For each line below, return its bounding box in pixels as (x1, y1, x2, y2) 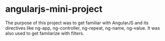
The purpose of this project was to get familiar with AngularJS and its (5, 20, 149, 26)
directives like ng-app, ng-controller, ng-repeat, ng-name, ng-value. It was (5, 25, 160, 31)
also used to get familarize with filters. (5, 30, 85, 36)
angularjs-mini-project (5, 3, 103, 15)
